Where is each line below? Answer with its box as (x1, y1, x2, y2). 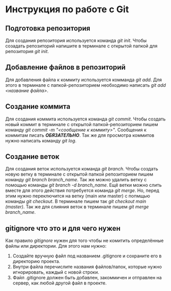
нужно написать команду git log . (5, 137, 77, 143)
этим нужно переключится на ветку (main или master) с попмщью (5, 193, 151, 199)
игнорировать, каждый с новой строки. (12, 269, 100, 275)
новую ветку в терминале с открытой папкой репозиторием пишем (5, 171, 154, 177)
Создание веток (5, 152, 60, 161)
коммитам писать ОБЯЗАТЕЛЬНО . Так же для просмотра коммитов (5, 132, 155, 138)
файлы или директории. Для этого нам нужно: (5, 243, 107, 249)
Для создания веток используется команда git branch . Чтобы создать (5, 166, 158, 172)
